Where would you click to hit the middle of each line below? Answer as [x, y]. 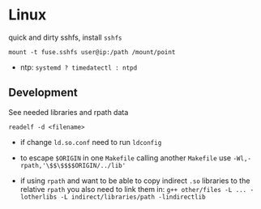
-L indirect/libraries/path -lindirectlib [133, 197]
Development [43, 93]
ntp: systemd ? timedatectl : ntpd [79, 67]
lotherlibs [39, 197]
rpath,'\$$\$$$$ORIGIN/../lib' [73, 165]
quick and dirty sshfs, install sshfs [65, 37]
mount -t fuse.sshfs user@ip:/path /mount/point [92, 52]
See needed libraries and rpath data [68, 112]
